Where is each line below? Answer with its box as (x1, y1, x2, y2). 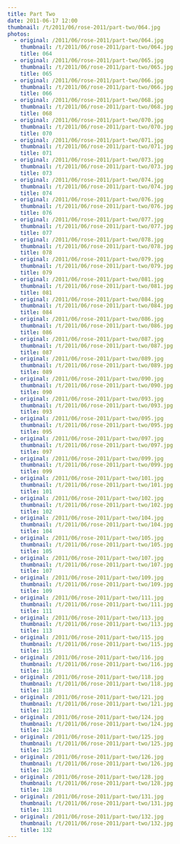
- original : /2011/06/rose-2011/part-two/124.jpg (14, 713, 164, 721)
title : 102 (20, 508, 53, 515)
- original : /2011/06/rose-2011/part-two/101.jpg (14, 475, 164, 482)
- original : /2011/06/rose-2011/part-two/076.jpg (14, 196, 164, 203)
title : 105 (20, 547, 53, 555)
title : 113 (20, 627, 53, 635)
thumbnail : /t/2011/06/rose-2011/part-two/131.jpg (20, 800, 174, 807)
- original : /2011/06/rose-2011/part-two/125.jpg (14, 733, 164, 741)
